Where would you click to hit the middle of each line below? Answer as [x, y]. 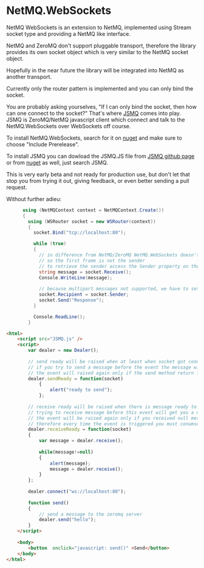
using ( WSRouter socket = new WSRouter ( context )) [92, 221]
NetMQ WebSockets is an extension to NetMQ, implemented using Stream [99, 27]
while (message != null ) [66, 452]
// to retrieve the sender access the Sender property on [114, 266]
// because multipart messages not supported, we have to [114, 289]
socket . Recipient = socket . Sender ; [84, 295]
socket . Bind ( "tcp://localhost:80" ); [80, 233]
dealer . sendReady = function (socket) [76, 378]
